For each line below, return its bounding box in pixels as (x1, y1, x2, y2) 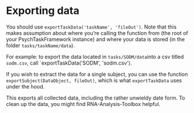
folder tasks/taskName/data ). (6, 42, 75, 49)
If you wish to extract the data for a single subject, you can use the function (6, 70, 188, 77)
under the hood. (6, 83, 45, 90)
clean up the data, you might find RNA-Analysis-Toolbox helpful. (6, 100, 161, 107)
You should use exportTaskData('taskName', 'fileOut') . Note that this (6, 23, 177, 30)
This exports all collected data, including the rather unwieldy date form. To (6, 94, 185, 101)
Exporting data (6, 4, 80, 17)
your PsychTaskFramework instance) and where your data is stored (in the (6, 36, 185, 43)
